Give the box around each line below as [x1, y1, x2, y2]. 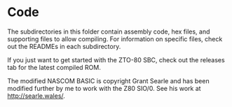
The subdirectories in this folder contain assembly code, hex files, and [7, 27, 210, 36]
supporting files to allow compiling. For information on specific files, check [7, 34, 223, 43]
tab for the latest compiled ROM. [7, 63, 102, 71]
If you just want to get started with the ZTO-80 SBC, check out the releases [7, 55, 226, 64]
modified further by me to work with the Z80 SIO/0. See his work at [7, 84, 201, 92]
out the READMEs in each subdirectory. [7, 42, 121, 50]
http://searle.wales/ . [7, 92, 65, 100]
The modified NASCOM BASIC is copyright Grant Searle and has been [7, 76, 210, 85]
